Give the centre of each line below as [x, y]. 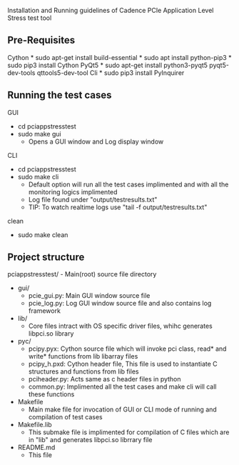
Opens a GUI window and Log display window [96, 141]
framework [44, 311]
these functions [51, 394]
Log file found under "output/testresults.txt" [93, 199]
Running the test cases [60, 95]
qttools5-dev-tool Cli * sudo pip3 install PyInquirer [111, 72]
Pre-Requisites [41, 40]
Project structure [46, 257]
